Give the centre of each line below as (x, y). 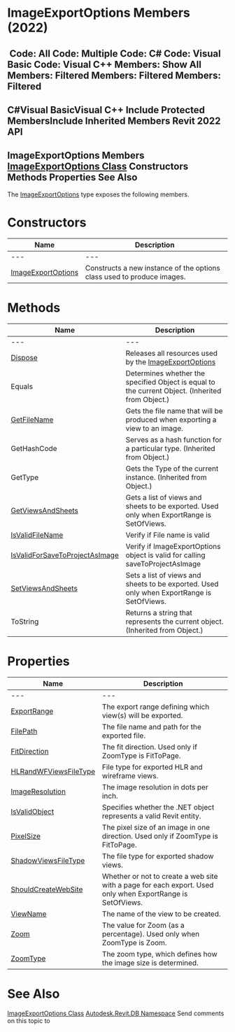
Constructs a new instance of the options (152, 268)
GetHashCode (34, 448)
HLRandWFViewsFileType (53, 771)
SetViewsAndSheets (44, 588)
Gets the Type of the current (172, 468)
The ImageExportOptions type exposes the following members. (98, 194)
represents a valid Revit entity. (151, 816)
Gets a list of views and (164, 497)
